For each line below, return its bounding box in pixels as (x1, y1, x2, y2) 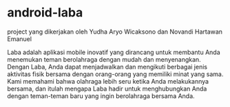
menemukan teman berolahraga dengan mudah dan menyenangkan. (7, 55, 201, 63)
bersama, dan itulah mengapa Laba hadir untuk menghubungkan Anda (7, 84, 207, 93)
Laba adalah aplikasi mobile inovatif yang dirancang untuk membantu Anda (7, 48, 220, 56)
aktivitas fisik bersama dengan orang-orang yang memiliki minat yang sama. (7, 70, 224, 78)
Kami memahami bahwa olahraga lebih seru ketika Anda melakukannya (7, 77, 209, 85)
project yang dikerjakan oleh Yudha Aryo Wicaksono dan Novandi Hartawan (7, 27, 222, 36)
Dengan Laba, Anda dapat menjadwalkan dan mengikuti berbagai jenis (7, 62, 208, 71)
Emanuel (7, 34, 32, 43)
